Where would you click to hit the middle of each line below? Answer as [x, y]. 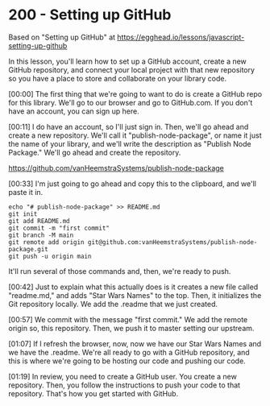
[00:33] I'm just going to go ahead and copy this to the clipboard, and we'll [132, 184]
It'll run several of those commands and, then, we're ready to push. [120, 271]
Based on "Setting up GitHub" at [62, 37]
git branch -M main [41, 235]
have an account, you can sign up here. [74, 111]
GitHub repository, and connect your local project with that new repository [132, 69]
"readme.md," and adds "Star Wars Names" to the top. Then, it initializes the [135, 295]
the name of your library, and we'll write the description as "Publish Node [130, 143]
